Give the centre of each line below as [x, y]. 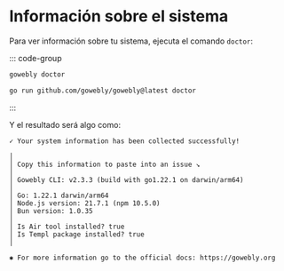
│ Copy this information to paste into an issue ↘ [105, 164]
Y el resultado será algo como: [65, 124]
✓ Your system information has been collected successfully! [125, 141]
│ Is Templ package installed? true [77, 234]
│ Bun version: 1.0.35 [51, 211]
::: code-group [35, 58]
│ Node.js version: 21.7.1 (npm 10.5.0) [85, 203]
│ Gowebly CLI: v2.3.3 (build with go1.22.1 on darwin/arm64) [126, 179]
